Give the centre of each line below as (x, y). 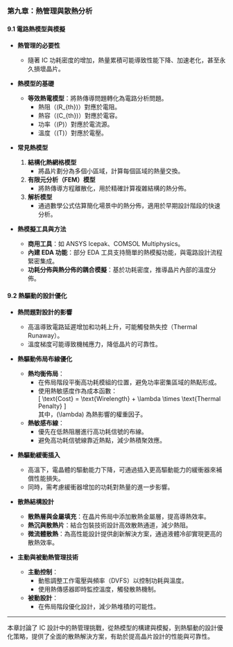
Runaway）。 (45, 336)
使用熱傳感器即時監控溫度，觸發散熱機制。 (99, 590)
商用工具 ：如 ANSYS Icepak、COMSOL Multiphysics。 (106, 244)
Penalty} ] (52, 406)
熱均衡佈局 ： (46, 374)
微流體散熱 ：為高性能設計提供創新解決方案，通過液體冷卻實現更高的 (125, 534)
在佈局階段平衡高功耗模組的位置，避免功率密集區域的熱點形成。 (129, 382)
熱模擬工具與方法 (42, 229)
